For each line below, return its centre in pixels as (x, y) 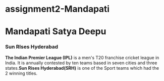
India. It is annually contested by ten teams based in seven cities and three (81, 63)
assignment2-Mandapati (57, 9)
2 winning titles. (21, 73)
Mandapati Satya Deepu (56, 32)
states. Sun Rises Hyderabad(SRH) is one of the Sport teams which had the (82, 68)
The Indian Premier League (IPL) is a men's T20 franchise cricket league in (82, 57)
